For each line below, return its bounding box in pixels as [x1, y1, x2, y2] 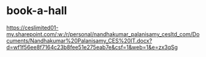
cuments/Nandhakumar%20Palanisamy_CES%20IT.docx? [6, 37, 152, 44]
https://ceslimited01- [6, 24, 59, 31]
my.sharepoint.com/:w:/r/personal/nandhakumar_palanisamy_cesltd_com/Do [6, 30, 200, 37]
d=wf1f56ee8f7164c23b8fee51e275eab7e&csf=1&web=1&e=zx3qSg [6, 44, 178, 51]
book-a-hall [6, 4, 67, 18]
